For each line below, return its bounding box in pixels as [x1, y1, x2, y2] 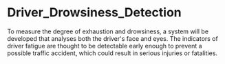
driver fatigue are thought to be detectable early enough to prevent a [7, 42, 202, 50]
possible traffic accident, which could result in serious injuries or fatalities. [7, 49, 218, 57]
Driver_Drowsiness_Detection [7, 5, 182, 20]
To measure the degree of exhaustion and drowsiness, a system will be [7, 27, 208, 35]
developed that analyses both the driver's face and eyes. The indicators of [7, 34, 218, 42]
